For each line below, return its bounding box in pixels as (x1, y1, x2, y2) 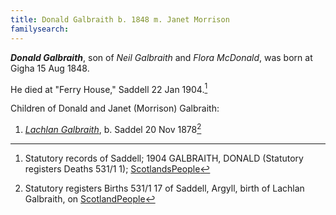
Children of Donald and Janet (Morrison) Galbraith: (10, 102, 220, 115)
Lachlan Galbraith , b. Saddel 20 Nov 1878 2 (24, 122, 202, 135)
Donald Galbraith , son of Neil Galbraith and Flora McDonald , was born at (10, 51, 313, 63)
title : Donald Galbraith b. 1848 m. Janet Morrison (10, 14, 230, 25)
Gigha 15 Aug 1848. (10, 62, 90, 74)
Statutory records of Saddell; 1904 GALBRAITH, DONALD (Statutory (24, 152, 304, 164)
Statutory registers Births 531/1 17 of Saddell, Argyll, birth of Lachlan (24, 182, 305, 194)
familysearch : (10, 24, 70, 34)
